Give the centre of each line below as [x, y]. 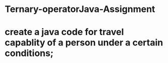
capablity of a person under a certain [84, 43]
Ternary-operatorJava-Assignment [80, 9]
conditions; [29, 53]
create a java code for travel [64, 32]
